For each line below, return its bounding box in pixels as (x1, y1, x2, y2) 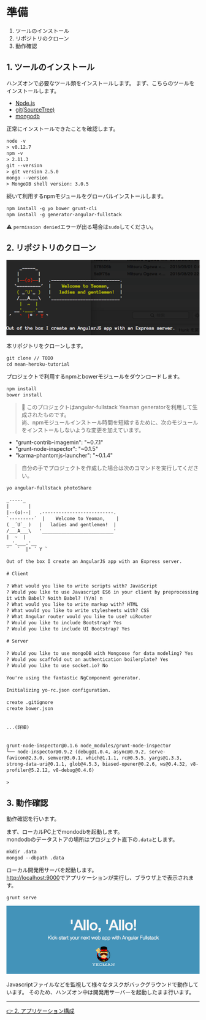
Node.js (15, 99, 36, 107)
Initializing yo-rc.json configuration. (6, 687, 112, 693)
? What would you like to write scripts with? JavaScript (6, 583, 158, 589)
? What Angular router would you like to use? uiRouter (6, 614, 152, 620)
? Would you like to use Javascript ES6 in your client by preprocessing (6, 589, 199, 595)
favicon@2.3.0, (6, 755, 45, 761)
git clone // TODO (6, 355, 53, 361)
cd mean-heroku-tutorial (6, 361, 70, 368)
